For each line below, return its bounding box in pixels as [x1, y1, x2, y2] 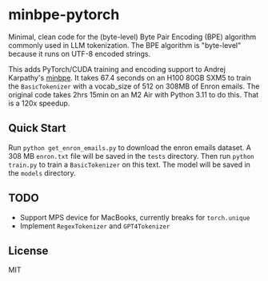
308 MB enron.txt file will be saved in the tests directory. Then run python [8, 151, 254, 160]
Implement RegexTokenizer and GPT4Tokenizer [19, 221, 170, 231]
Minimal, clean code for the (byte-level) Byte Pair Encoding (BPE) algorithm [8, 32, 257, 42]
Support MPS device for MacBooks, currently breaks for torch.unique [19, 212, 250, 222]
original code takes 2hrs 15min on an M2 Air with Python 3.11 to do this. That [8, 89, 259, 99]
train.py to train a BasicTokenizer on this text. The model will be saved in [8, 160, 250, 169]
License [8, 243, 49, 257]
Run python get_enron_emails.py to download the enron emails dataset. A [8, 142, 252, 152]
